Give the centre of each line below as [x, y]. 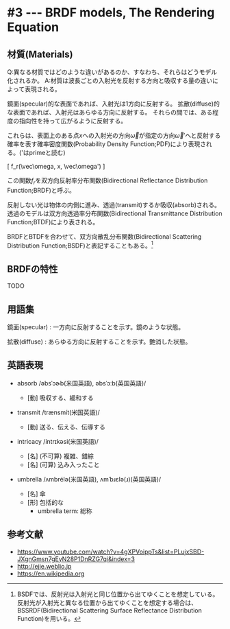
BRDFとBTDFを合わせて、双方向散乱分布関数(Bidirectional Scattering [104, 236]
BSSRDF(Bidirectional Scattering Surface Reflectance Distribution [109, 610]
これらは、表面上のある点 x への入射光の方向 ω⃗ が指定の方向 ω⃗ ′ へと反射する [114, 135]
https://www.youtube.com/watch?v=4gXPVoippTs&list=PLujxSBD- [111, 551]
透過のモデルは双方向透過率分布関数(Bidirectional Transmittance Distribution [115, 213]
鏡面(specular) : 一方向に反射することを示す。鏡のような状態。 [96, 327]
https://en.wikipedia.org [51, 573]
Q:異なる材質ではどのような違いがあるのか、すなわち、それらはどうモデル [112, 72]
